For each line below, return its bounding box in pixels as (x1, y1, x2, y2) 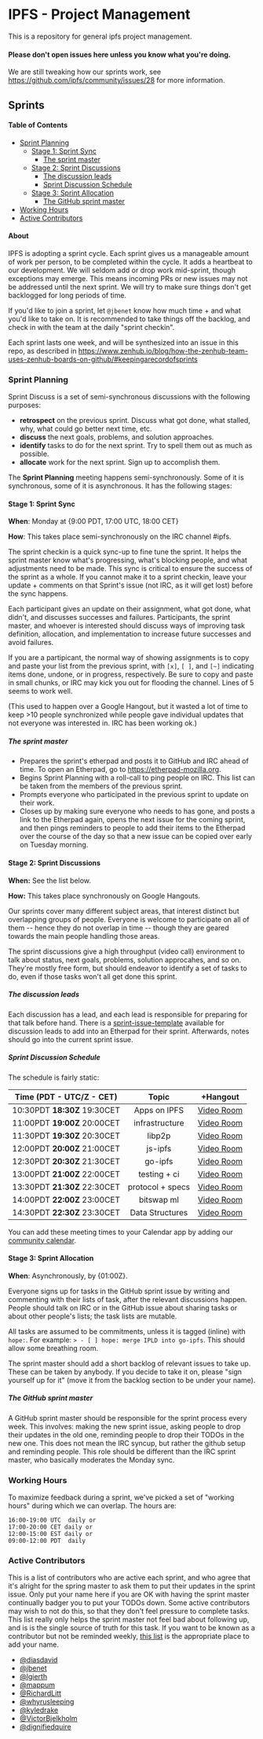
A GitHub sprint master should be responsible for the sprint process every (8, 1413, 247, 1422)
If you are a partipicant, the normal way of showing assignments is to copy (8, 653, 250, 662)
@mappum (19, 1680, 56, 1690)
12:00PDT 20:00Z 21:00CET (12, 1143, 120, 1154)
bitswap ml (138, 1194, 179, 1205)
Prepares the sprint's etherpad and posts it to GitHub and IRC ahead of (19, 756, 249, 766)
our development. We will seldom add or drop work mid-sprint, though (8, 265, 236, 275)
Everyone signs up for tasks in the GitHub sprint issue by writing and (8, 1286, 230, 1296)
